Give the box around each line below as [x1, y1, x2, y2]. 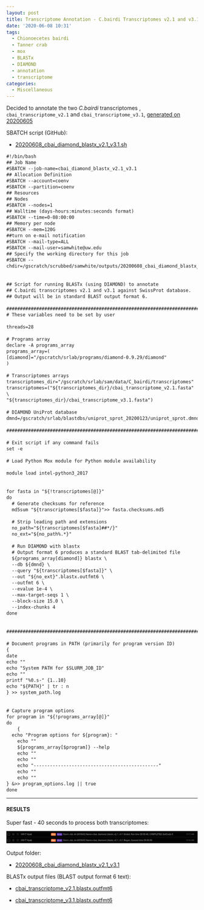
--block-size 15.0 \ [12, 598, 64, 604]
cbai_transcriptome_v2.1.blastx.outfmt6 [15, 885, 113, 892]
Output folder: [6, 850, 41, 857]
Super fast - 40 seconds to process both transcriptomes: [6, 819, 149, 827]
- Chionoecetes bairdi [12, 35, 69, 42]
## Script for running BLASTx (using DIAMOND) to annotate [6, 281, 159, 287]
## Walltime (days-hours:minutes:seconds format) [6, 208, 135, 214]
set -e [6, 446, 23, 452]
